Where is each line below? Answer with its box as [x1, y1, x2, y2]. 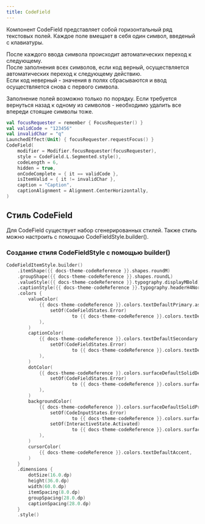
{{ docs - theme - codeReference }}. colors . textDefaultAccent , [38, 449, 192, 456]
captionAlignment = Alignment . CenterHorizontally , [17, 187, 149, 194]
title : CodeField [6, 9, 51, 15]
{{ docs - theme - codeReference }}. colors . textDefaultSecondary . [38, 336, 201, 342]
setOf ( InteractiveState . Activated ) [49, 421, 140, 428]
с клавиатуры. [6, 38, 44, 46]
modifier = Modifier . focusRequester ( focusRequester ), [17, 148, 157, 154]
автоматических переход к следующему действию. [6, 70, 142, 77]
